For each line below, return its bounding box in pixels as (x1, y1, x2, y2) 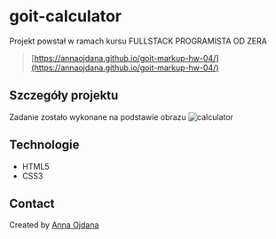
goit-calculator (9, 6, 122, 27)
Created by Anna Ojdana (9, 219, 99, 230)
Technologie (9, 138, 80, 153)
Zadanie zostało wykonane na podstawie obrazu (9, 111, 186, 122)
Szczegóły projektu (9, 88, 119, 103)
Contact (9, 195, 55, 211)
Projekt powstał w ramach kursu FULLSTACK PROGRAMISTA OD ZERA (9, 36, 268, 46)
